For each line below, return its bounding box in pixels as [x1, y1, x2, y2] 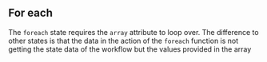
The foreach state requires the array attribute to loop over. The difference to [8, 27, 259, 37]
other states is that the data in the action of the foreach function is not [8, 36, 239, 45]
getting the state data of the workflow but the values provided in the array [8, 44, 252, 54]
